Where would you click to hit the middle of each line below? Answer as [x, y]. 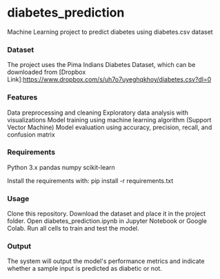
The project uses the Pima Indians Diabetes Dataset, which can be [101, 65]
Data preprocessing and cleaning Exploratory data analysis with [98, 113]
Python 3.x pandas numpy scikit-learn [61, 167]
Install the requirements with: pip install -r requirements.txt [90, 180]
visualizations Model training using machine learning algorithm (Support [109, 119]
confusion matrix [31, 134]
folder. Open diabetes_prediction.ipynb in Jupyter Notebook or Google [107, 221]
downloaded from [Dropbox [47, 72]
